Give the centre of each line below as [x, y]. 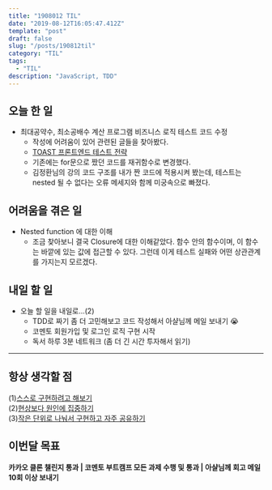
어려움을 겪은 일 [45, 210]
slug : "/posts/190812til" [52, 46]
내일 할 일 [31, 290]
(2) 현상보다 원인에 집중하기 [51, 408]
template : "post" [38, 31]
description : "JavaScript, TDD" [63, 76]
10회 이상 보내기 [34, 477]
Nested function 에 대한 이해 [66, 232]
